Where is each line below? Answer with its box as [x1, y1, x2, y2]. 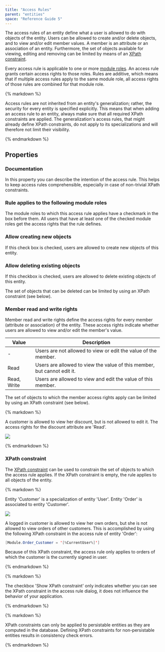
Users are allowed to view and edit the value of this [35, 376, 153, 383]
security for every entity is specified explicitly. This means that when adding [5, 106, 160, 111]
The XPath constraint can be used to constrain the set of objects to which [5, 467, 154, 472]
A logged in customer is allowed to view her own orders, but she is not [5, 520, 148, 526]
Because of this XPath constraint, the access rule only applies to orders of [5, 549, 156, 555]
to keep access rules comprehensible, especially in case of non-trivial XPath [5, 182, 160, 188]
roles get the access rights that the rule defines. [5, 221, 102, 227]
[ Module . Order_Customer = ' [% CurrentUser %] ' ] [5, 540, 100, 545]
